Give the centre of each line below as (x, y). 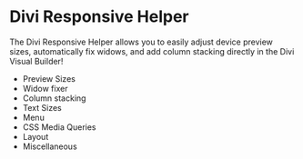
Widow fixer (45, 88)
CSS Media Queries (59, 127)
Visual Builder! (36, 61)
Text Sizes (42, 107)
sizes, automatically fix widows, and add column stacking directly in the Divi (152, 51)
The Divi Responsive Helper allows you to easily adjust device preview (141, 42)
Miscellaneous (50, 146)
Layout (35, 136)
